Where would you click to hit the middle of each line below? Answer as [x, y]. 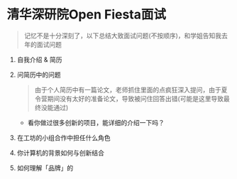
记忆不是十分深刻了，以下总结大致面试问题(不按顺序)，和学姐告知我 [123, 36]
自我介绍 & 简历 [39, 59]
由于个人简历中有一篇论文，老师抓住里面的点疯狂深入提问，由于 [128, 89]
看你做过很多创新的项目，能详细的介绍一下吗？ [96, 122]
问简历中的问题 [39, 75]
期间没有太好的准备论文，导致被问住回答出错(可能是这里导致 [136, 98]
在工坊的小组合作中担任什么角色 [64, 137]
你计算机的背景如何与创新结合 [60, 153]
